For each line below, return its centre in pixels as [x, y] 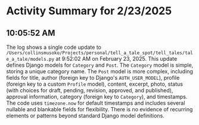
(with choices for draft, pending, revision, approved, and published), [90, 90]
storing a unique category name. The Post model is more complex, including [100, 71]
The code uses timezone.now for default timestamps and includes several [96, 103]
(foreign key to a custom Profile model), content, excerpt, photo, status [95, 84]
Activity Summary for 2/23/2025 [89, 11]
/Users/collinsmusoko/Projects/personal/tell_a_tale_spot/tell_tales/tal [100, 53]
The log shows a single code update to [54, 47]
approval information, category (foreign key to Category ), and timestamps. [97, 97]
